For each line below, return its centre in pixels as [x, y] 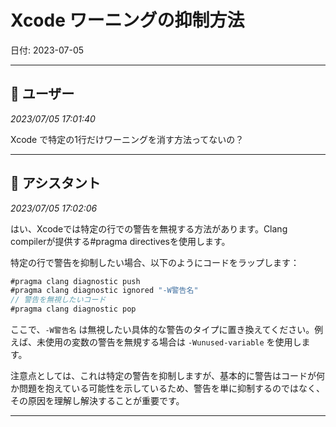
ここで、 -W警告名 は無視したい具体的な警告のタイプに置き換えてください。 [162, 330]
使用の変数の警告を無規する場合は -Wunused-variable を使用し [173, 342]
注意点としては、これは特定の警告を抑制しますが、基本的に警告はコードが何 [168, 376]
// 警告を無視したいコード [58, 300]
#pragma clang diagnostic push [75, 281]
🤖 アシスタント [55, 183]
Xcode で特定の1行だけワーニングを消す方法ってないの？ [127, 139]
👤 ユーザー [42, 94]
